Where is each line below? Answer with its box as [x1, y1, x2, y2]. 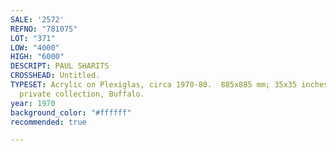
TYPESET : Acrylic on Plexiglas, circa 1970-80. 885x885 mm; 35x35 [10, 80, 298, 90]
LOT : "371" [10, 33, 56, 43]
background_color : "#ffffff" [10, 107, 132, 118]
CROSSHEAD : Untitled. [10, 71, 101, 81]
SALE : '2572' [10, 14, 65, 25]
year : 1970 [10, 98, 56, 108]
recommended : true [10, 117, 87, 127]
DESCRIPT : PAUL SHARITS [10, 61, 110, 71]
